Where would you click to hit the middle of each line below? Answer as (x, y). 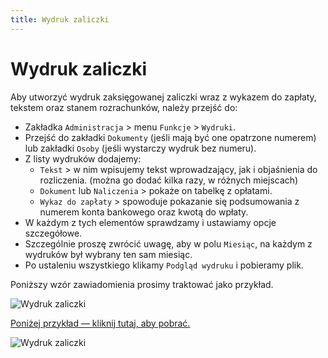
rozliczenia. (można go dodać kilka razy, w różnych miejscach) (169, 180)
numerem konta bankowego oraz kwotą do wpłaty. (144, 212)
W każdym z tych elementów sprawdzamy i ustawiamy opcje (150, 222)
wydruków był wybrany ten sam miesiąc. (108, 254)
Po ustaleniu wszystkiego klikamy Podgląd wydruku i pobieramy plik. (164, 265)
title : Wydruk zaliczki (60, 19)
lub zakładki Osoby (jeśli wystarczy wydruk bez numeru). (140, 148)
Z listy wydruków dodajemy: (83, 158)
